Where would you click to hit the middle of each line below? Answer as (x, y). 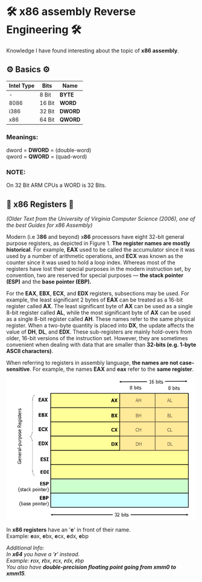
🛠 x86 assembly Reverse (71, 12)
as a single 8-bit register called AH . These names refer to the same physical (101, 319)
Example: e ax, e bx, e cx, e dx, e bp (47, 536)
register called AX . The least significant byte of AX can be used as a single (99, 306)
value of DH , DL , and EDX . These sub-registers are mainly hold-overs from (99, 332)
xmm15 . (16, 574)
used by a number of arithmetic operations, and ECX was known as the (95, 256)
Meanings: (22, 137)
